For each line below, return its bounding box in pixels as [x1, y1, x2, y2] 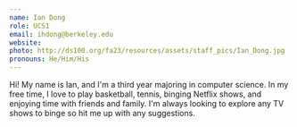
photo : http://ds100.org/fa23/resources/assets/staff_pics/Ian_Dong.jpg [9, 47, 285, 55]
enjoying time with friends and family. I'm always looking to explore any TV [9, 98, 285, 108]
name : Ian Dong [9, 13, 66, 22]
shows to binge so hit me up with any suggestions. [9, 108, 196, 118]
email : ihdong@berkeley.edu [9, 30, 114, 38]
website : [9, 38, 42, 47]
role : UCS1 [9, 21, 50, 30]
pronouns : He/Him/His [9, 55, 90, 63]
